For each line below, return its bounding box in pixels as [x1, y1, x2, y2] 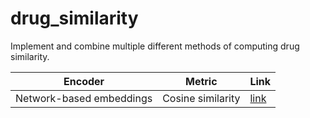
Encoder [63, 74, 105, 88]
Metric [184, 74, 218, 88]
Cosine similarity [162, 91, 241, 105]
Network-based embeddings [15, 91, 153, 105]
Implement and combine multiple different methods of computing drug [10, 40, 300, 52]
